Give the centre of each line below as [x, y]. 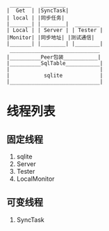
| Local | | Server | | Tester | [55, 30]
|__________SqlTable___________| [55, 64]
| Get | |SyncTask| [38, 10]
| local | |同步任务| [36, 18]
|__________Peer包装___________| [54, 57]
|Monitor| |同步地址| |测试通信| [51, 38]
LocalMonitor [35, 179]
